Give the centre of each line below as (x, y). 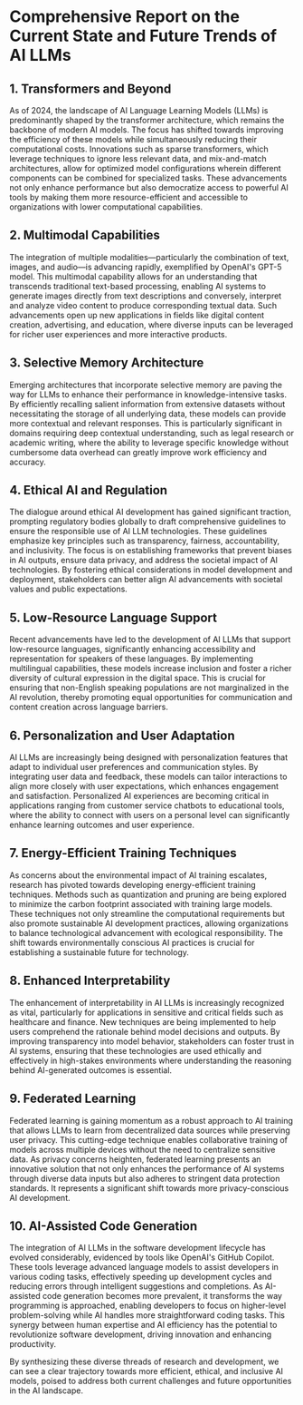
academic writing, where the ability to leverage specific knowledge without (149, 443)
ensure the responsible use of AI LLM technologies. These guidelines (138, 532)
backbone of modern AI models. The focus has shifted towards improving (147, 130)
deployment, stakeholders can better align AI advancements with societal (146, 580)
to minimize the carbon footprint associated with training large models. (141, 903)
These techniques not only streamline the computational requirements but (147, 913)
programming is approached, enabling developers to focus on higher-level (148, 1306)
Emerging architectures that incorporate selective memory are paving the (146, 385)
